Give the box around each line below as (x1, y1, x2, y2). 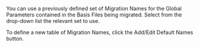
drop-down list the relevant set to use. (6, 18, 100, 24)
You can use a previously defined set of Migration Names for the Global (6, 5, 182, 12)
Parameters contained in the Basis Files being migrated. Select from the (6, 11, 182, 18)
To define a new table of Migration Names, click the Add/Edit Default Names (6, 29, 194, 36)
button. (6, 35, 24, 42)
